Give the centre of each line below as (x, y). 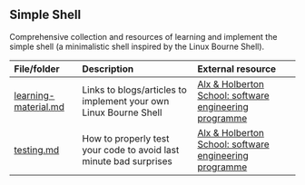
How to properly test (126, 138)
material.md (39, 106)
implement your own (126, 101)
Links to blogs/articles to (135, 90)
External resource (237, 69)
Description (108, 69)
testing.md (37, 150)
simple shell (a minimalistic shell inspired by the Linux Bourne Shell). (137, 46)
